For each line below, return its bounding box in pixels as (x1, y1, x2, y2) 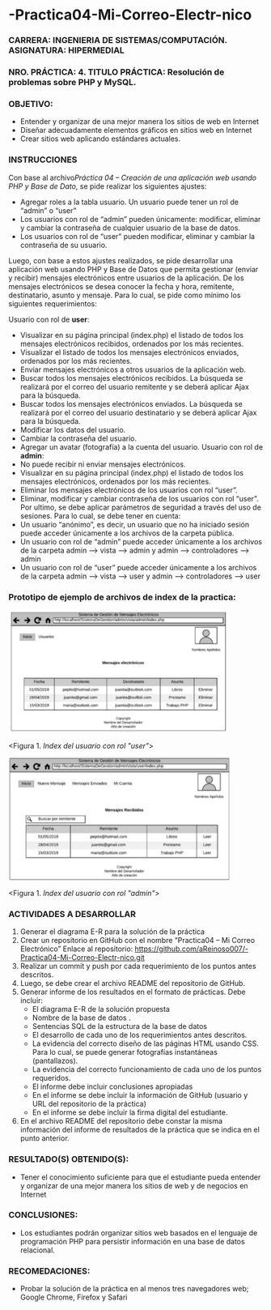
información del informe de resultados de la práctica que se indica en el (19, 1124, 260, 1135)
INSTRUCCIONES (8, 154, 78, 165)
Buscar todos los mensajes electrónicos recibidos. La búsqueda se (19, 373, 243, 382)
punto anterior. (19, 1133, 70, 1143)
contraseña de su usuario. (19, 240, 108, 250)
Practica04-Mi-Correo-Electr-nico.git (19, 953, 146, 962)
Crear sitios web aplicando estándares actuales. (19, 134, 181, 143)
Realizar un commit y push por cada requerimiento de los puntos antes (19, 962, 256, 971)
